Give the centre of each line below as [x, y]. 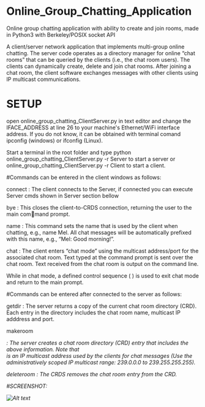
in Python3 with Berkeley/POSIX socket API [61, 34]
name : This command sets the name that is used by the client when [92, 226]
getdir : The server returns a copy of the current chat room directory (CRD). [102, 306]
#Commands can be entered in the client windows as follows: [84, 177]
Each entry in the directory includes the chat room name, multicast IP [93, 312]
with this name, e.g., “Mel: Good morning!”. [61, 239]
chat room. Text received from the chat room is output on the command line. [102, 264]
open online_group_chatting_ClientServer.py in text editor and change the [99, 121]
